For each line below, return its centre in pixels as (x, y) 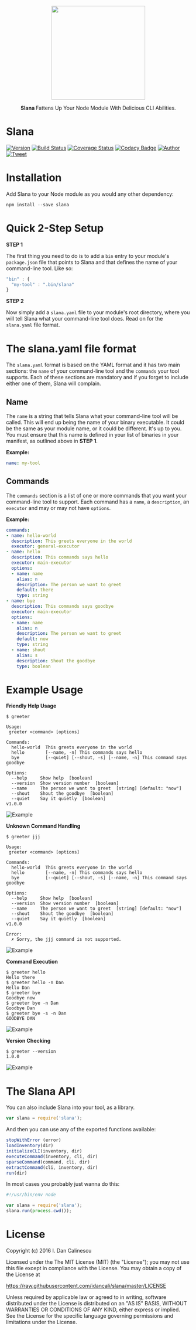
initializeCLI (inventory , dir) (44, 1151)
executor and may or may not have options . (59, 508)
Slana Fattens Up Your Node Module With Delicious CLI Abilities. (98, 108)
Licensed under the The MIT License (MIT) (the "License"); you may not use (98, 1262)
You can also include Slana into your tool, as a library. (71, 1107)
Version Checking (28, 1041)
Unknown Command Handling (43, 826)
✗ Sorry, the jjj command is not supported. (66, 940)
